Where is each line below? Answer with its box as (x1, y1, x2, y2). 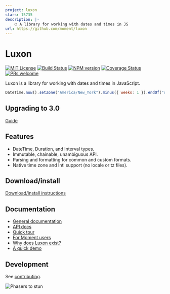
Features (5, 133, 34, 141)
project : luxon (5, 7, 37, 13)
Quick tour (12, 229, 35, 235)
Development (5, 260, 49, 269)
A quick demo (12, 245, 42, 251)
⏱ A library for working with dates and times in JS (14, 21, 129, 27)
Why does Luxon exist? (12, 240, 62, 246)
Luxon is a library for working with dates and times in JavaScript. (5, 80, 141, 86)
